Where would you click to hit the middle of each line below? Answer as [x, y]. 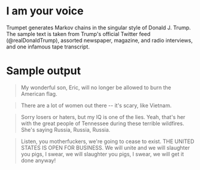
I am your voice [45, 11]
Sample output [43, 71]
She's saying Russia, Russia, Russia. [66, 129]
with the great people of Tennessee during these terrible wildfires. [102, 123]
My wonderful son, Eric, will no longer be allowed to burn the [96, 87]
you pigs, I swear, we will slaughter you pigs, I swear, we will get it [102, 154]
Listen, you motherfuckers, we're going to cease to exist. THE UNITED [107, 141]
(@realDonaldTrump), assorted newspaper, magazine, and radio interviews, [99, 40]
